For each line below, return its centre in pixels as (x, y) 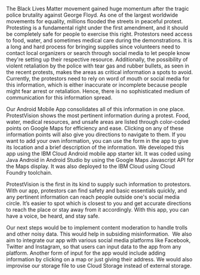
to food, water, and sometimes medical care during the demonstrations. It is (99, 40)
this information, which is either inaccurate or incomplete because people (97, 85)
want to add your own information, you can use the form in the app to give (98, 141)
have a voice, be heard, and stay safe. (53, 216)
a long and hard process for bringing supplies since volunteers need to (93, 47)
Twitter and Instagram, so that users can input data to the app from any (94, 247)
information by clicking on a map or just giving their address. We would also (99, 259)
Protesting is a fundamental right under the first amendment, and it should (97, 27)
